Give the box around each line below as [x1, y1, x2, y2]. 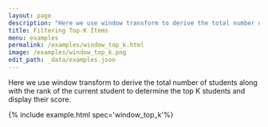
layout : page [8, 11, 52, 20]
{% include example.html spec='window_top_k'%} [8, 110, 174, 119]
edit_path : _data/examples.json [8, 56, 116, 64]
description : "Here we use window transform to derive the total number [8, 19, 255, 27]
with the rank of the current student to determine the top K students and [8, 86, 246, 95]
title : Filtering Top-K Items [8, 26, 109, 34]
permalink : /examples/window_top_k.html [8, 41, 145, 49]
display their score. [8, 94, 72, 104]
